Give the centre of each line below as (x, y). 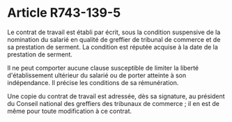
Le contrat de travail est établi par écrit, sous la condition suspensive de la (114, 32)
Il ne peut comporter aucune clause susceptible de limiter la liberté (103, 68)
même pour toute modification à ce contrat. (70, 111)
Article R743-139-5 (64, 13)
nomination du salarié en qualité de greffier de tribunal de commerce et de (114, 39)
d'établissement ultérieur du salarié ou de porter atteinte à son (97, 75)
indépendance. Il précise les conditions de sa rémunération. (93, 82)
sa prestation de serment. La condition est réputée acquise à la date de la (113, 47)
